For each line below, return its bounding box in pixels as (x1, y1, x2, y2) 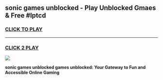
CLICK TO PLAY (5, 26, 43, 33)
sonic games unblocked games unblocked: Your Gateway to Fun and (5, 64, 146, 70)
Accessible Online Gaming (5, 69, 60, 75)
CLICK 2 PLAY (5, 44, 39, 51)
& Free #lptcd (5, 12, 46, 20)
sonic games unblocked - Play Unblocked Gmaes (5, 4, 156, 12)
